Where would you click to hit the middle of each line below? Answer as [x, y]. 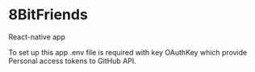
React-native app [37, 37]
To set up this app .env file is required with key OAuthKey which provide [128, 52]
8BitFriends [48, 15]
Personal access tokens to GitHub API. [73, 61]
